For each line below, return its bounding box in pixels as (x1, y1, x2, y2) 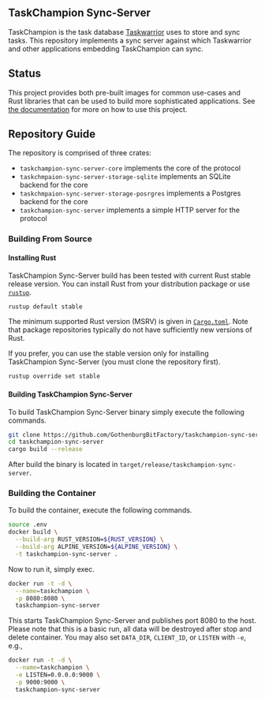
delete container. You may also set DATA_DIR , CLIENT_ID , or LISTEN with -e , (8, 632, 247, 642)
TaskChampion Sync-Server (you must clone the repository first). (8, 357, 221, 367)
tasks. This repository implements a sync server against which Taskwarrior (8, 35, 252, 45)
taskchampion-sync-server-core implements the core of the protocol (19, 163, 241, 173)
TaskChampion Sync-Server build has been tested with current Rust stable (8, 270, 251, 280)
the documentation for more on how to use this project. (8, 104, 188, 114)
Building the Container (8, 488, 96, 499)
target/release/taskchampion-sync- (119, 461, 237, 469)
